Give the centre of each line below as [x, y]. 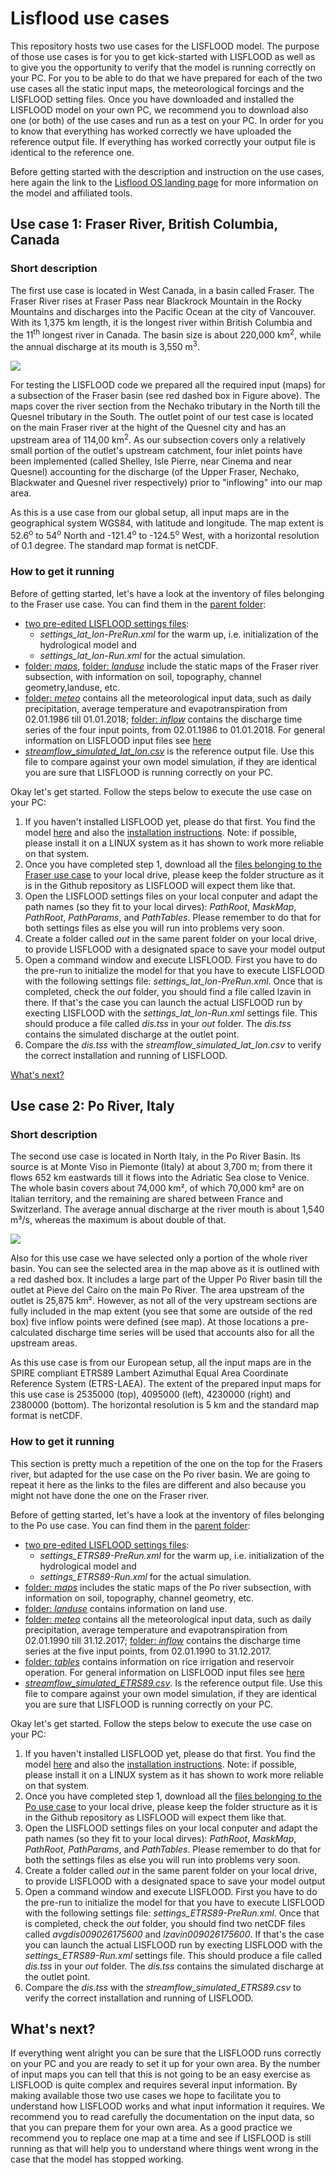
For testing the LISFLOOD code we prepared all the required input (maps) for [168, 384]
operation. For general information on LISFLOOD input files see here [164, 1672]
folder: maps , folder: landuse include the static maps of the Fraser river [172, 666]
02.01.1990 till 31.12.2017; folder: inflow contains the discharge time [162, 1640]
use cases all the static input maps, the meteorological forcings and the [157, 88]
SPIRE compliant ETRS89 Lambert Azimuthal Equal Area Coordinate [149, 1373]
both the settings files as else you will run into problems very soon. [162, 1859]
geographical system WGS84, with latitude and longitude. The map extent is [167, 523]
